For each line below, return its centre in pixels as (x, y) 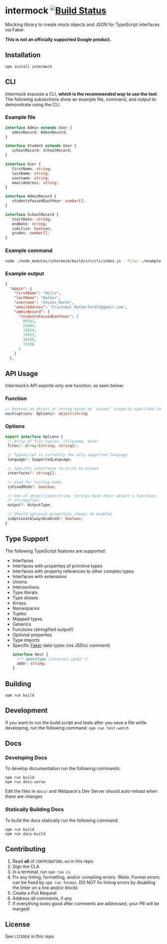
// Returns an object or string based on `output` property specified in (83, 409)
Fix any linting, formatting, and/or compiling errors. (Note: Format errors (86, 877)
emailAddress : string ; (35, 183)
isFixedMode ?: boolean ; (32, 487)
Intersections (26, 587)
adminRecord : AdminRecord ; (40, 132)
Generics (22, 624)
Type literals (25, 592)
